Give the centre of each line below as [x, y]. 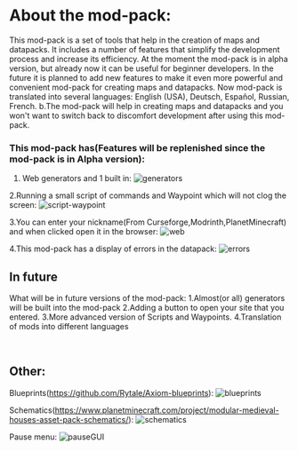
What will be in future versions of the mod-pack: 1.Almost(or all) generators [147, 298]
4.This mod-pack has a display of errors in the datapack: [113, 249]
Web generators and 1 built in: [77, 178]
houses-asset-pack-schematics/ [69, 419]
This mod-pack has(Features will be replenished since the [137, 147]
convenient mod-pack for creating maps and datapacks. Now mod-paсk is [146, 87]
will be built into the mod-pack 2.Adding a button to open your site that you [147, 308]
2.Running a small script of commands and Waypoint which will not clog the [148, 195]
